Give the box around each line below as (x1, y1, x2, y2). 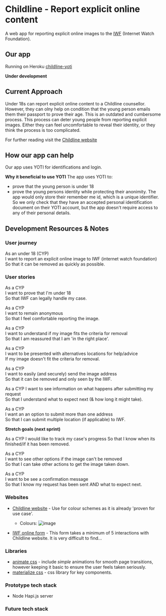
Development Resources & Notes (5, 224, 109, 233)
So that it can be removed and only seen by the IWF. (5, 376, 112, 382)
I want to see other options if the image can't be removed (5, 456, 122, 462)
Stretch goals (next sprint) (5, 426, 61, 432)
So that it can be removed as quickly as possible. (5, 261, 106, 267)
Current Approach (5, 88, 63, 96)
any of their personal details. (12, 210, 71, 216)
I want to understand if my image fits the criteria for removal (5, 331, 128, 337)
